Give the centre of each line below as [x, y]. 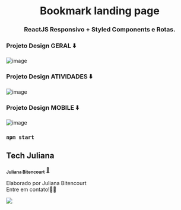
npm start [20, 137]
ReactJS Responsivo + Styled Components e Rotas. [100, 30]
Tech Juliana [30, 156]
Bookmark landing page [100, 11]
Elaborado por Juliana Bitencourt [46, 183]
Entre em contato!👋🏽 [31, 189]
